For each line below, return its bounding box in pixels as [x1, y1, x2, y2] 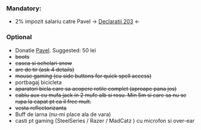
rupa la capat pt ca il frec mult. [14, 97, 92, 105]
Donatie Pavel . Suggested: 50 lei [14, 46, 97, 54]
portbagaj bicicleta [14, 78, 62, 85]
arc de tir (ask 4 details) [14, 66, 74, 73]
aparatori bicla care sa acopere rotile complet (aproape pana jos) [14, 85, 177, 92]
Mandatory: [6, 4, 42, 13]
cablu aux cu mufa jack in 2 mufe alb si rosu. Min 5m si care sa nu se [14, 91, 187, 99]
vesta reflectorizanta [14, 104, 67, 111]
